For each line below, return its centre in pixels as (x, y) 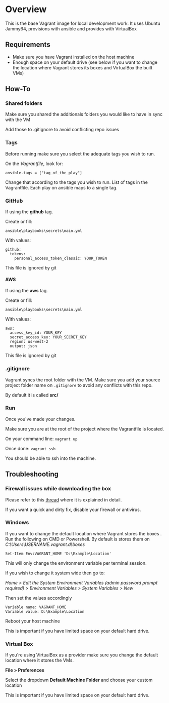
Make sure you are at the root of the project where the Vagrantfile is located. (85, 428)
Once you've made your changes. (40, 419)
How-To (18, 89)
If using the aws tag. (26, 291)
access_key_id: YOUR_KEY (36, 333)
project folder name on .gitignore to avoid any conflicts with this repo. (79, 385)
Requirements (28, 45)
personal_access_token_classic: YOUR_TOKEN (61, 259)
